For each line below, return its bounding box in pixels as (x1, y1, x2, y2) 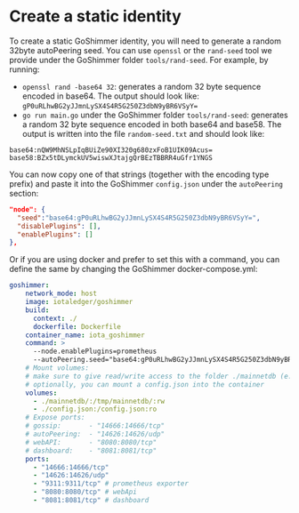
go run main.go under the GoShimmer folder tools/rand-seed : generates (21, 109, 288, 120)
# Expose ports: (25, 413, 86, 422)
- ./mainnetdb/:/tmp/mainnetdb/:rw (32, 397, 166, 405)
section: (9, 188, 39, 198)
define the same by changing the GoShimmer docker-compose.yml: (9, 264, 258, 275)
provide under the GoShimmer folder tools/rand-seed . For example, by (9, 54, 269, 65)
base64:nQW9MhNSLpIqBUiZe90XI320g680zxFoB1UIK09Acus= (9, 145, 214, 155)
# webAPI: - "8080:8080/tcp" (25, 437, 158, 446)
